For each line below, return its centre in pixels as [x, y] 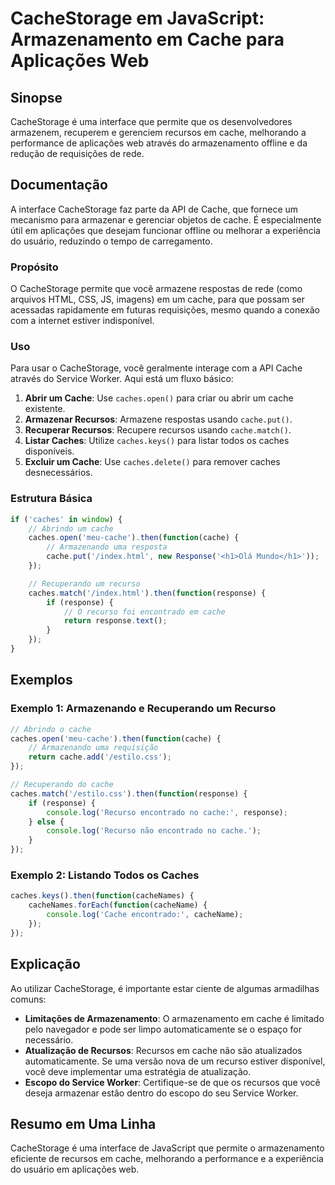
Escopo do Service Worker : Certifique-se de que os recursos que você [172, 1082]
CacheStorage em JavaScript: [137, 18]
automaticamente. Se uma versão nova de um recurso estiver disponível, [175, 1061]
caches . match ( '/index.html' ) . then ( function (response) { [147, 593]
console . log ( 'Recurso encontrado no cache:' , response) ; [167, 812]
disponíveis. [49, 451]
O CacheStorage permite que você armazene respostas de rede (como [156, 289]
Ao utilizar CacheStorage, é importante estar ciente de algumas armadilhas [165, 988]
